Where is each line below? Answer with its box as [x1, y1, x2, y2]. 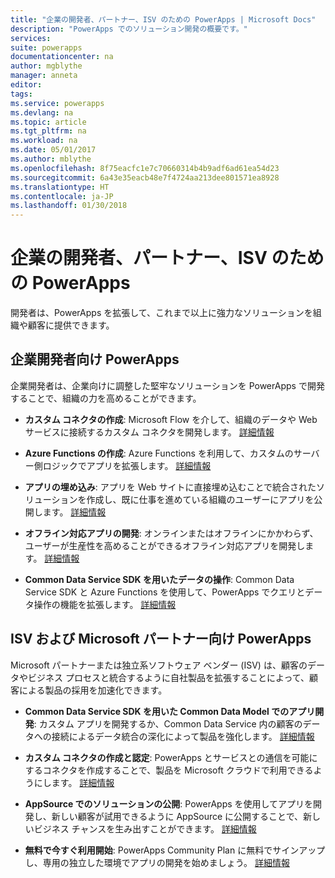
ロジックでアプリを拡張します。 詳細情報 [42, 459, 212, 471]
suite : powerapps [10, 42, 83, 53]
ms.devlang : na [10, 107, 74, 118]
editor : [10, 80, 43, 90]
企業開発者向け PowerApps [10, 351, 180, 368]
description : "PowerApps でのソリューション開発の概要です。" [10, 24, 248, 34]
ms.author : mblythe [10, 154, 92, 164]
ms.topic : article [10, 117, 87, 127]
